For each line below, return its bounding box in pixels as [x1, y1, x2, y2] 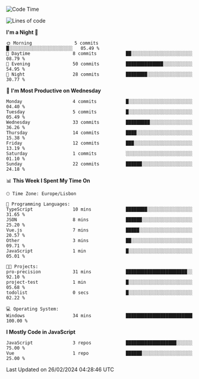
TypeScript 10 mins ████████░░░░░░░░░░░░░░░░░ [6, 206, 193, 212]
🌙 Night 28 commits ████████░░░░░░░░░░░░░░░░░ [6, 71, 193, 77]
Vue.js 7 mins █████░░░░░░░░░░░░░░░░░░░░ [6, 227, 193, 233]
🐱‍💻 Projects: [6, 264, 39, 270]
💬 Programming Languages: [6, 201, 70, 207]
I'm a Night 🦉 [6, 29, 39, 36]
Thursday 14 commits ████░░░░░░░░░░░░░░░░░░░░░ [6, 130, 193, 136]
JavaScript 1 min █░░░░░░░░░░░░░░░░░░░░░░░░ [6, 248, 193, 254]
